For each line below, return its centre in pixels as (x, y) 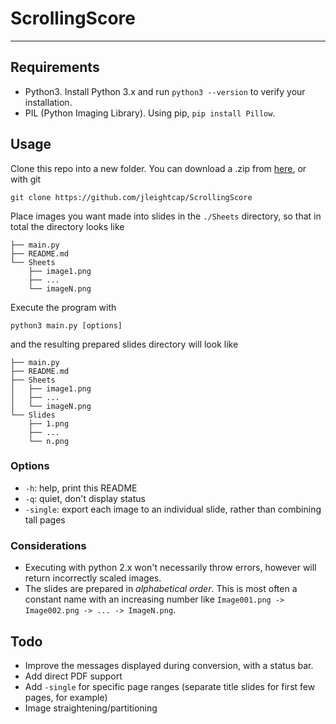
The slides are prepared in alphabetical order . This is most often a (161, 589)
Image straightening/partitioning (91, 708)
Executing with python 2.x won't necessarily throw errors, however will (170, 568)
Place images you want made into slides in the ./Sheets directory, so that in (166, 216)
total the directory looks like (67, 226)
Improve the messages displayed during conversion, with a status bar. (169, 665)
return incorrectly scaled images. (93, 578)
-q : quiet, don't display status (85, 498)
